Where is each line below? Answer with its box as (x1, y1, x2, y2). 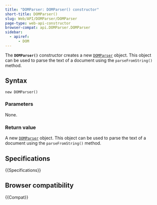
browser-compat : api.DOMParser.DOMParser (5, 25, 91, 30)
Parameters (5, 101, 33, 108)
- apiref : (9, 35, 29, 39)
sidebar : (5, 30, 23, 35)
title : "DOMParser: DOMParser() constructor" (5, 7, 99, 12)
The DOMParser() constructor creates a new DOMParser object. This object (5, 52, 152, 58)
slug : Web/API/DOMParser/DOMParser (5, 16, 78, 21)
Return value (5, 124, 36, 130)
